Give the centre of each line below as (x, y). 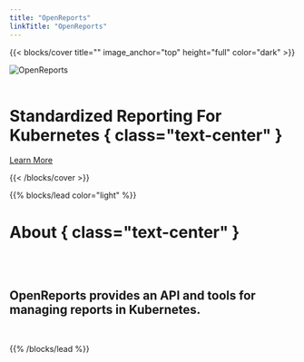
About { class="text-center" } (125, 232)
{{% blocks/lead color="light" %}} (73, 195)
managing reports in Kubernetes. (105, 309)
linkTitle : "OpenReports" (58, 26)
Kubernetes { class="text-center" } (146, 135)
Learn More (31, 161)
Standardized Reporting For (116, 116)
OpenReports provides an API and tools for (132, 295)
